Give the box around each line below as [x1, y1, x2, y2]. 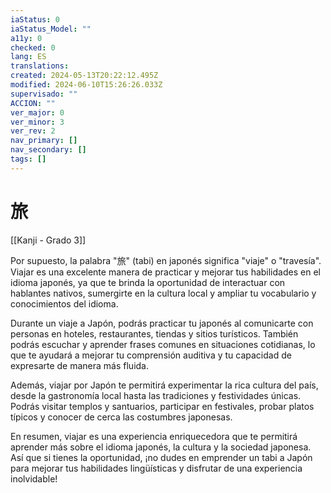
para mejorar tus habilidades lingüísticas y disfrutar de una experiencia [10, 462, 303, 474]
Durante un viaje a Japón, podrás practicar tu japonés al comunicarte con [10, 317, 314, 329]
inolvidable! [10, 472, 58, 485]
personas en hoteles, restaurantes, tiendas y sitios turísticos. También [10, 327, 299, 340]
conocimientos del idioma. [10, 297, 119, 310]
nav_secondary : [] [10, 145, 87, 155]
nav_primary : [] [10, 136, 78, 146]
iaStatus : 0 [10, 14, 60, 25]
